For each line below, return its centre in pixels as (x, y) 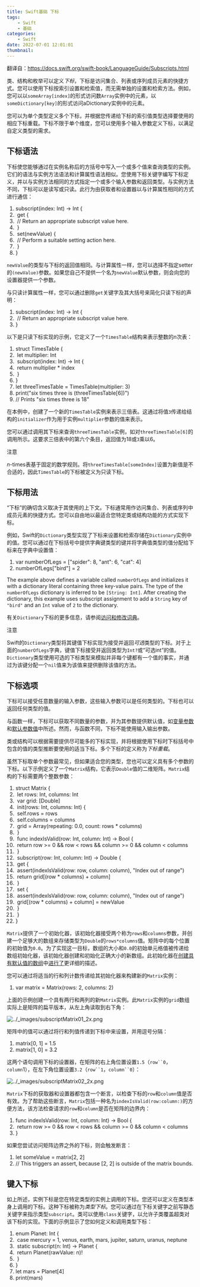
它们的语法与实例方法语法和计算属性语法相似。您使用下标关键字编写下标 (95, 174)
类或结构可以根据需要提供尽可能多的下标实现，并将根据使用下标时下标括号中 (100, 741)
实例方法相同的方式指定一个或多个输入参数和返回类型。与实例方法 (113, 182)
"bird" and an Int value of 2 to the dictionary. (63, 605)
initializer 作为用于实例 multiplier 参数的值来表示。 (82, 419)
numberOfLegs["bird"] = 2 (48, 568)
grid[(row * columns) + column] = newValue (71, 902)
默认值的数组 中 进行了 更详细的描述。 (56, 963)
